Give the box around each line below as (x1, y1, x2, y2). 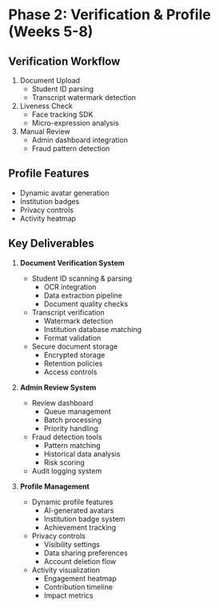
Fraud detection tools (31, 432, 102, 442)
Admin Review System (19, 382, 97, 392)
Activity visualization (31, 565, 100, 574)
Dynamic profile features (31, 497, 113, 506)
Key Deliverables (8, 237, 94, 250)
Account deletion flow (43, 556, 117, 566)
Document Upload (19, 76, 81, 85)
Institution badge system (43, 514, 125, 523)
